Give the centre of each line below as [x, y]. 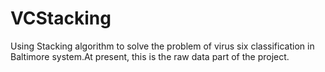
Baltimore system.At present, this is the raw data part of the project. [150, 56]
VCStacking [61, 18]
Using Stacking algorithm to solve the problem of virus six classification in [162, 46]
